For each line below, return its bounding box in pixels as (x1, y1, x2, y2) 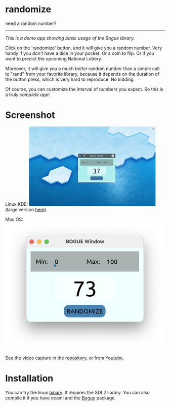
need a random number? (5, 20, 57, 26)
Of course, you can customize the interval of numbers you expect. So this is (5, 86, 163, 92)
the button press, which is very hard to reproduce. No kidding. (5, 76, 135, 82)
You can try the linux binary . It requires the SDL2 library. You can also (5, 389, 150, 395)
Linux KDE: (5, 201, 28, 207)
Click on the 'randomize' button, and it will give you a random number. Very (5, 45, 162, 51)
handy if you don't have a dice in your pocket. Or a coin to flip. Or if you (5, 50, 154, 56)
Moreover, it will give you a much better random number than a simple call (5, 65, 160, 72)
